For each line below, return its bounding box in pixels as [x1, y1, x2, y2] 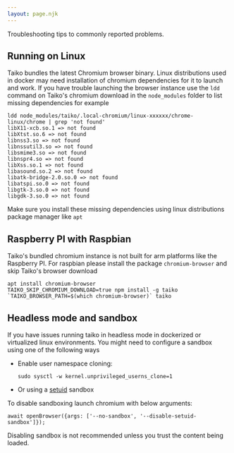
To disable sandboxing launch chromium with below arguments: [7, 399, 192, 408]
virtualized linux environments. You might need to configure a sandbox [7, 338, 213, 346]
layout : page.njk [7, 10, 58, 18]
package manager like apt [7, 212, 83, 221]
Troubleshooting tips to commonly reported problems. [7, 30, 164, 38]
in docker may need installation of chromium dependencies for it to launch [7, 76, 223, 85]
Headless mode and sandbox [7, 312, 137, 324]
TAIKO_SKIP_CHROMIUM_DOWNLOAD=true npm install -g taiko [7, 286, 178, 294]
